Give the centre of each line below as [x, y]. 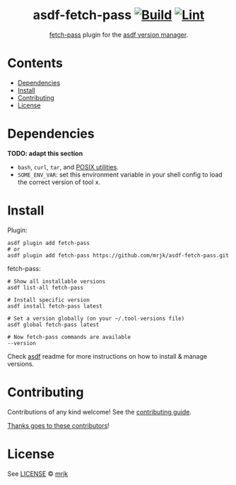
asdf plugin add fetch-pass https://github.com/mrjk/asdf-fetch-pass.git [118, 255]
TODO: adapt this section [45, 153]
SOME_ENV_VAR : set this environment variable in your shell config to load [120, 174]
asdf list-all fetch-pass [45, 287]
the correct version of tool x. [59, 182]
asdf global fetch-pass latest [53, 325]
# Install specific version [49, 300]
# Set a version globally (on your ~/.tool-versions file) [96, 318]
